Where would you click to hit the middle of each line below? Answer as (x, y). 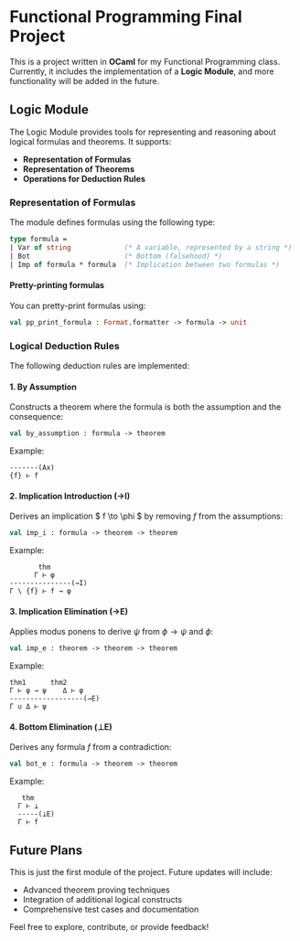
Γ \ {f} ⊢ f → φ (40, 592)
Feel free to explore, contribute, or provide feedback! (109, 927)
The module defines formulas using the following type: (112, 222)
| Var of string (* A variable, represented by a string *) (151, 247)
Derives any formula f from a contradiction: (91, 747)
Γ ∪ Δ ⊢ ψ (28, 707)
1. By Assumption (43, 387)
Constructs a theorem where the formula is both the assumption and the (145, 407)
